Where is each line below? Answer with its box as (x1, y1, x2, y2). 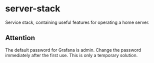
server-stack (5, 3, 60, 14)
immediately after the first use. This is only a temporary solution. (5, 52, 138, 58)
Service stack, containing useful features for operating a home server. (5, 19, 149, 25)
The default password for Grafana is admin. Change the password (5, 47, 141, 53)
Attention (5, 34, 35, 42)
